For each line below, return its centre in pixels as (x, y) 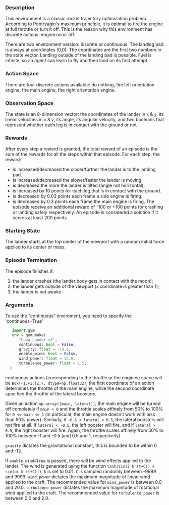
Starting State (23, 231)
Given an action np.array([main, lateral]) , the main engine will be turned (83, 403)
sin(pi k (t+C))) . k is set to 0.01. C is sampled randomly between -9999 (81, 471)
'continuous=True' (24, 321)
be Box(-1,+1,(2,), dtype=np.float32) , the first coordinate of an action (80, 383)
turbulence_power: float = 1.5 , (52, 363)
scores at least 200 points (40, 218)
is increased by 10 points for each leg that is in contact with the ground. (87, 191)
